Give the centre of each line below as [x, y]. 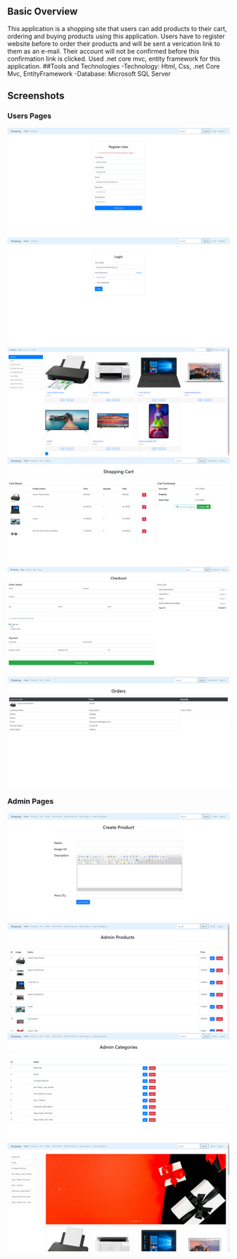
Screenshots [36, 96]
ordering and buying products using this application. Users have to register [116, 36]
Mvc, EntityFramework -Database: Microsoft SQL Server [89, 73]
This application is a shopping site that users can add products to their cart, [117, 28]
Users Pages [29, 116]
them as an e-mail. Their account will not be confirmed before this [103, 51]
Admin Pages [31, 801]
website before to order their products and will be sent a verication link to [114, 43]
